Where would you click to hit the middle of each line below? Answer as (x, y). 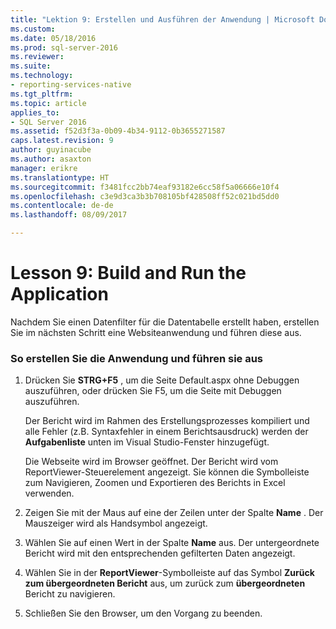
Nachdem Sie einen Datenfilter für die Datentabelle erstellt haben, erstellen (165, 322)
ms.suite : (31, 66)
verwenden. (49, 493)
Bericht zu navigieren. (70, 594)
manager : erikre (44, 168)
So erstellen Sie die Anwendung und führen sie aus (137, 358)
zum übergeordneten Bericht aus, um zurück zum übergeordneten (165, 583)
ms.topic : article (48, 103)
